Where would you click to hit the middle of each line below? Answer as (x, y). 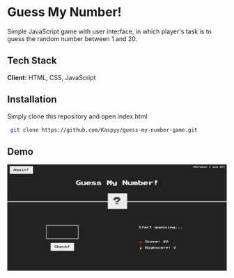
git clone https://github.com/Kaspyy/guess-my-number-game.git (104, 130)
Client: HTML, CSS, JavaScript (52, 77)
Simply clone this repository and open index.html (77, 116)
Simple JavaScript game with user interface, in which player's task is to (110, 31)
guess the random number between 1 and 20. (72, 38)
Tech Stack (32, 61)
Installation (32, 99)
